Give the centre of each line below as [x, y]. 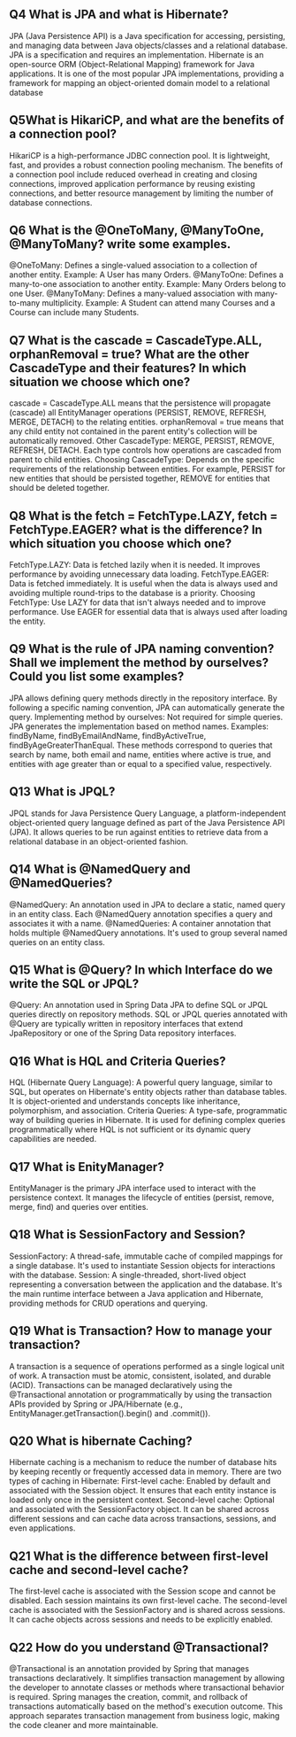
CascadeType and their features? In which [128, 368]
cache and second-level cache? [99, 1570]
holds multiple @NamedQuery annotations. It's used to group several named [148, 933]
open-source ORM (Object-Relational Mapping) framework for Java [132, 64]
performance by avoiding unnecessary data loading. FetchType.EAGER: [139, 574]
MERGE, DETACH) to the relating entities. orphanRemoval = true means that [147, 422]
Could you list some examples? [97, 677]
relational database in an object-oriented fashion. [99, 841]
